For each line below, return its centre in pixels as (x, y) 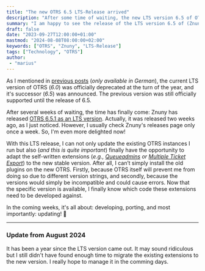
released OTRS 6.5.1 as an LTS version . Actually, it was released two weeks (101, 118)
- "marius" (23, 63)
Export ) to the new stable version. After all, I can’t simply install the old (95, 163)
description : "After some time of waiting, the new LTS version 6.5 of (99, 18)
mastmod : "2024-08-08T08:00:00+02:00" (56, 40)
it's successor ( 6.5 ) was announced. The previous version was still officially (101, 94)
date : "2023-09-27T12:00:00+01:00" (52, 35)
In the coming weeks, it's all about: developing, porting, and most (88, 207)
